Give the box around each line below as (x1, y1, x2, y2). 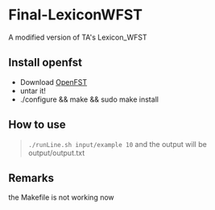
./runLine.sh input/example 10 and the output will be (27, 139, 207, 149)
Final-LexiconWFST (8, 6, 143, 24)
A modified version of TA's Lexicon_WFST (8, 32, 147, 42)
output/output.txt (27, 148, 85, 157)
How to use (8, 118, 66, 132)
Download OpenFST (19, 77, 88, 86)
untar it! (19, 86, 47, 95)
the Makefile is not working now (8, 192, 114, 203)
